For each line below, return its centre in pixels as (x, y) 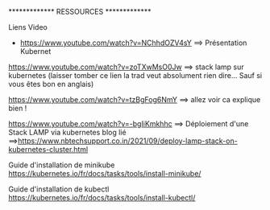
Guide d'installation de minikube (62, 165)
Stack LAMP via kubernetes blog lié (67, 132)
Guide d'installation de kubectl (59, 189)
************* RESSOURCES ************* (80, 12)
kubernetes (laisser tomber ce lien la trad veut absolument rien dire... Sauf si (135, 75)
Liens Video (28, 27)
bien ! (18, 108)
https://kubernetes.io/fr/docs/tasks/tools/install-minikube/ (105, 173)
